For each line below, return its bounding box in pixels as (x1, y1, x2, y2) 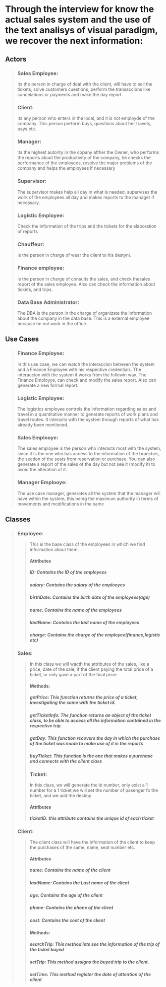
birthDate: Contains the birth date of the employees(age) (29, 594, 150, 600)
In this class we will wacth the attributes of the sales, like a (29, 661, 150, 667)
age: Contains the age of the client (29, 892, 103, 898)
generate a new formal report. (17, 382, 79, 388)
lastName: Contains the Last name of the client (29, 880, 130, 886)
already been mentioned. (17, 422, 68, 427)
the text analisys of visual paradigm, (5, 25, 158, 36)
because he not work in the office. (17, 320, 88, 326)
